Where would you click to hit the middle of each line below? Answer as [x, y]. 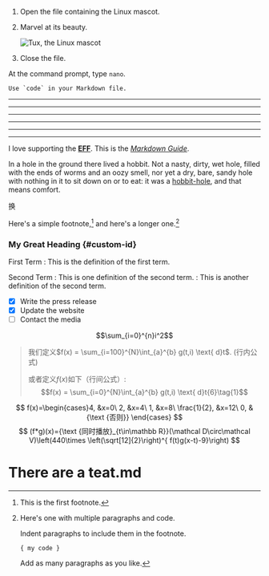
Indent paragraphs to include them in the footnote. [103, 533]
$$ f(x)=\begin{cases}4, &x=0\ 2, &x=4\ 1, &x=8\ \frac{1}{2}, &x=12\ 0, [131, 408]
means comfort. [34, 189]
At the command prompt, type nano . [67, 74]
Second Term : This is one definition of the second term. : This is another [129, 277]
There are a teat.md [75, 473]
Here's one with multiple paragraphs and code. [97, 518]
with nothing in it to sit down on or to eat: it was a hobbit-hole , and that [125, 181]
